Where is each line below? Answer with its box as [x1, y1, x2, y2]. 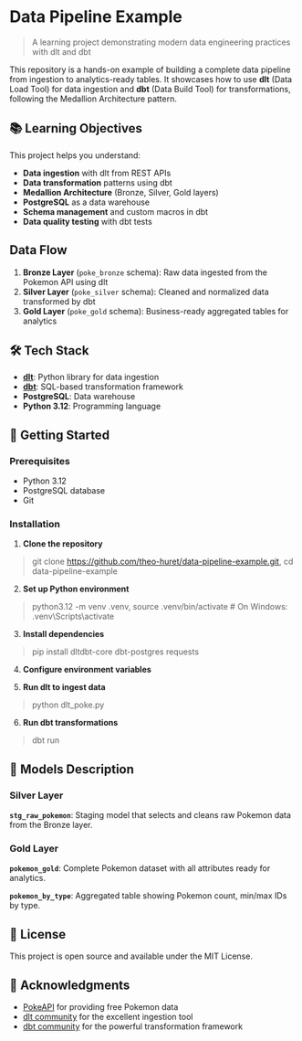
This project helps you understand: [9, 149, 141, 161]
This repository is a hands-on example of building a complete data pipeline [9, 64, 291, 75]
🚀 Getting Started [9, 427, 110, 442]
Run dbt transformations [22, 717, 119, 728]
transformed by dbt [22, 295, 96, 307]
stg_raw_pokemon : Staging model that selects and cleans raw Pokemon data [9, 810, 292, 821]
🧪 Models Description [9, 761, 135, 777]
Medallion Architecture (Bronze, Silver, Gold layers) [22, 186, 219, 197]
